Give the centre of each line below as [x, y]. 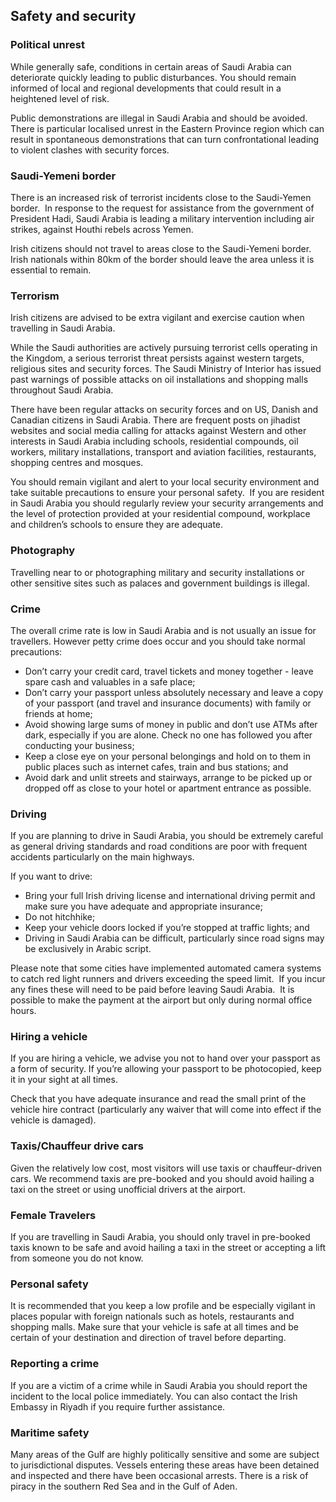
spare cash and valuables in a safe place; [110, 681]
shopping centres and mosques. [77, 463]
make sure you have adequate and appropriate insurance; [143, 906]
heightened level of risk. [60, 98]
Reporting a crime [55, 1364]
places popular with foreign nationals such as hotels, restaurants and [152, 1316]
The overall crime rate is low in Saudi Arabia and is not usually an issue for [163, 630]
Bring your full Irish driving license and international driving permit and [170, 896]
